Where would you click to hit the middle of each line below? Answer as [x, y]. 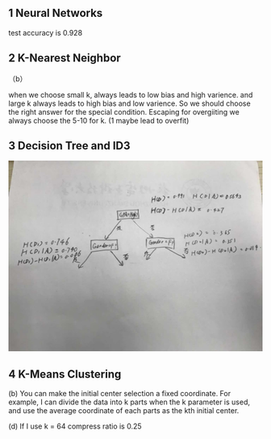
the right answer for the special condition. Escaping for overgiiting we [124, 111]
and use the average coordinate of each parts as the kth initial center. [124, 411]
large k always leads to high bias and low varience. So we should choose [130, 103]
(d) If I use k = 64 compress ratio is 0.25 [75, 426]
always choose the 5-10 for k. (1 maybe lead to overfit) [99, 120]
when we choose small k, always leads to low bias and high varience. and [131, 94]
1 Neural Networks [56, 13]
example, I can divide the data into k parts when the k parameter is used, [129, 402]
